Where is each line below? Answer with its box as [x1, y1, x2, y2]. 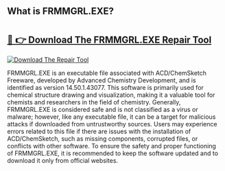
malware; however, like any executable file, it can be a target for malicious [7, 113, 216, 121]
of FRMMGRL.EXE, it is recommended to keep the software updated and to [7, 149, 218, 157]
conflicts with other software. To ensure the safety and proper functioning [7, 142, 216, 150]
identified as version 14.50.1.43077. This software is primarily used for [7, 84, 204, 91]
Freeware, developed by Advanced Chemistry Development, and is [7, 76, 197, 84]
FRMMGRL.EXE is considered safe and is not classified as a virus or [7, 106, 199, 113]
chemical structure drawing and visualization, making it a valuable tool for [7, 91, 215, 99]
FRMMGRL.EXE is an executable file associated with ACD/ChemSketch [7, 69, 207, 77]
